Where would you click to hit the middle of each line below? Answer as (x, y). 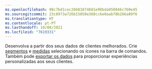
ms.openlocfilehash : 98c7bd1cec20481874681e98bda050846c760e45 (71, 9)
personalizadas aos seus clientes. (39, 61)
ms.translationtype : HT (30, 18)
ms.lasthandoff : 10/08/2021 (34, 28)
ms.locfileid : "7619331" (30, 32)
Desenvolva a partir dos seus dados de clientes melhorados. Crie (71, 46)
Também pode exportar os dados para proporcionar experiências (71, 56)
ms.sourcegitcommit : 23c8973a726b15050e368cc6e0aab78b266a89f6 (71, 14)
